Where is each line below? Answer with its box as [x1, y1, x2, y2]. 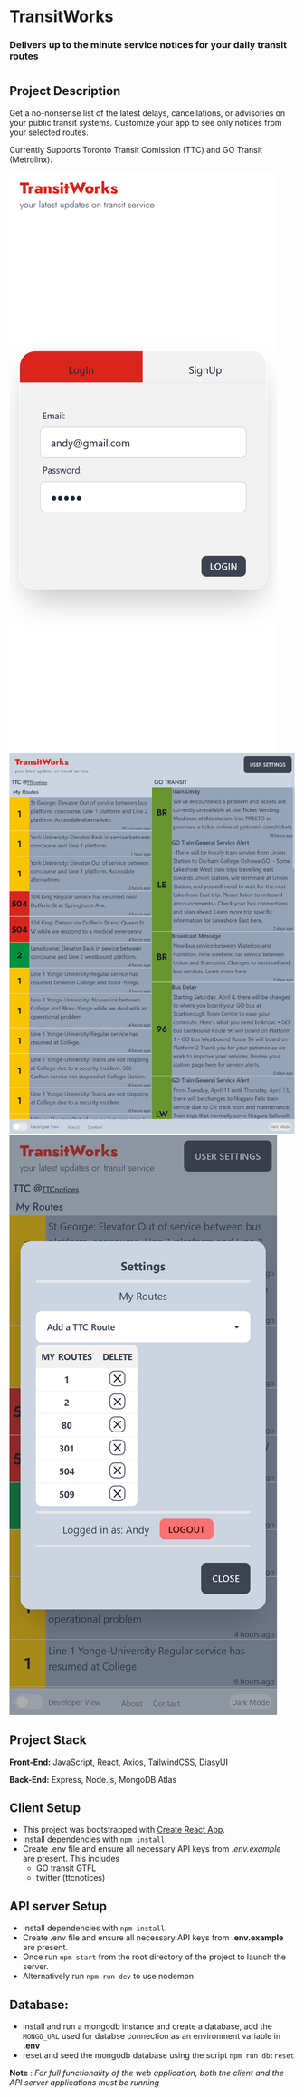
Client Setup [9, 1800, 81, 1815]
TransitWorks [9, 6, 114, 27]
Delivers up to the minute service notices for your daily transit [9, 39, 288, 52]
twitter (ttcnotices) [35, 1872, 106, 1883]
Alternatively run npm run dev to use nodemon [22, 1971, 195, 1982]
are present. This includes [22, 1853, 120, 1864]
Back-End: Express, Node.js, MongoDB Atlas [9, 1774, 177, 1785]
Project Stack [9, 1732, 88, 1748]
